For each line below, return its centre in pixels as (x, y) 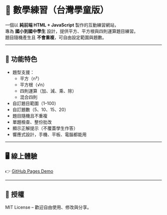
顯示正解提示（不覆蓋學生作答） (45, 128)
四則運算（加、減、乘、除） (48, 91)
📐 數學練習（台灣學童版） (57, 10)
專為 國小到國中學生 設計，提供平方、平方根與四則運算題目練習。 (72, 31)
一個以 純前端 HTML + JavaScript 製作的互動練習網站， (62, 25)
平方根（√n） (33, 85)
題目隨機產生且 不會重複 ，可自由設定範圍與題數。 (56, 37)
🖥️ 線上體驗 (21, 157)
